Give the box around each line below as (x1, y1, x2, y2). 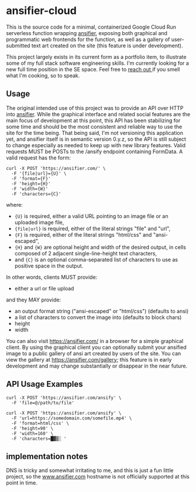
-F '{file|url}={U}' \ (11, 171, 67, 176)
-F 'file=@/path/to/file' (11, 400, 75, 406)
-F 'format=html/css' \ (11, 420, 69, 426)
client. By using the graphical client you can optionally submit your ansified (6, 344, 187, 351)
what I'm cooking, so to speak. (6, 72, 80, 79)
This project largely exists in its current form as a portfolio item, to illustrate (6, 53, 187, 60)
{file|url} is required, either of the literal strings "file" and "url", (14, 225, 171, 232)
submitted (6, 42, 30, 49)
